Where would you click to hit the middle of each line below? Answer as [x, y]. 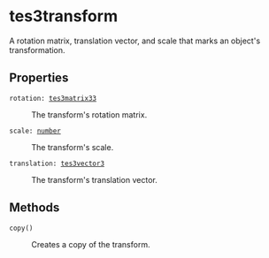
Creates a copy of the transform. [91, 244]
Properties [39, 78]
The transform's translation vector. [94, 179]
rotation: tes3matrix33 [53, 98]
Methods [35, 208]
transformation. [37, 49]
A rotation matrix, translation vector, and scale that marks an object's [135, 41]
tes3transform [63, 16]
